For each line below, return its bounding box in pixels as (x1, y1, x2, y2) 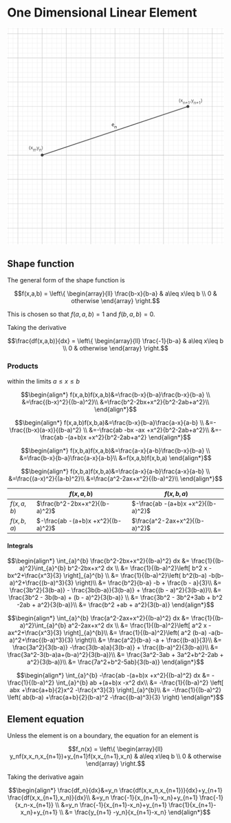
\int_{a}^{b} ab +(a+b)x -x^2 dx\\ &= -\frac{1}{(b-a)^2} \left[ (56, 678, 224, 687)
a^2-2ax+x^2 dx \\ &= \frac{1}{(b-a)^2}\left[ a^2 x (67, 621, 208, 629)
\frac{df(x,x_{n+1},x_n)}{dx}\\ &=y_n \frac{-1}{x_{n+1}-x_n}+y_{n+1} (7, 793, 198, 802)
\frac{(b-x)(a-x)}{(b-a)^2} (9, 426, 82, 434)
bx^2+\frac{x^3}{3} (7, 572, 62, 580)
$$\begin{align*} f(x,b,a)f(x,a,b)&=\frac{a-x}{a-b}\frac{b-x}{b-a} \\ (21, 446, 210, 455)
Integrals (7, 541, 34, 550)
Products (7, 362, 39, 371)
